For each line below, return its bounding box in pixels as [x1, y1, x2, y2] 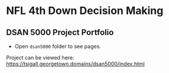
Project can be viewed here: [6, 54, 75, 61]
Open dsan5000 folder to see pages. [14, 43, 102, 50]
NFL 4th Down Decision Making [6, 4, 164, 18]
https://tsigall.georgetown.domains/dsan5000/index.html [6, 60, 145, 67]
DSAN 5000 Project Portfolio [6, 27, 114, 37]
